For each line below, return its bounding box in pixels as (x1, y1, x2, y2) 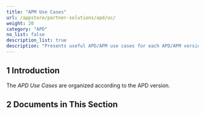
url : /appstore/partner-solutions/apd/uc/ (6, 15, 116, 21)
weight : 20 (6, 20, 34, 26)
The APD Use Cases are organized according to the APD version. (6, 82, 171, 89)
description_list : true (6, 37, 67, 43)
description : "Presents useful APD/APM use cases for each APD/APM (6, 43, 182, 49)
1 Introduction (6, 65, 60, 76)
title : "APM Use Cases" (6, 9, 67, 15)
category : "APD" (6, 26, 48, 32)
